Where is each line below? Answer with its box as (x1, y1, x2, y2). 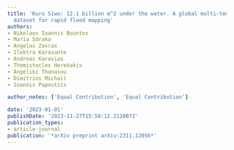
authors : (7, 23, 33, 30)
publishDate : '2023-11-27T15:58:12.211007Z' (7, 112, 139, 120)
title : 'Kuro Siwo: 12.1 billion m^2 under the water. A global (7, 10, 198, 17)
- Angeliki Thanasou (7, 68, 68, 75)
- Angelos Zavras (7, 42, 58, 49)
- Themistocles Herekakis (7, 62, 82, 69)
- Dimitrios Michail (7, 74, 68, 82)
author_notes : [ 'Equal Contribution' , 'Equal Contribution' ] (7, 94, 189, 101)
